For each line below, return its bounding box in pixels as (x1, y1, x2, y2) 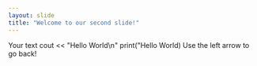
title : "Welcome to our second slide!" (8, 19, 140, 27)
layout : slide (8, 11, 55, 20)
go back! (8, 49, 37, 58)
